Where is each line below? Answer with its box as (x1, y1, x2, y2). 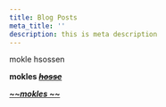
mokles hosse (9, 71, 62, 82)
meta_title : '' (9, 21, 66, 30)
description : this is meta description (9, 29, 158, 38)
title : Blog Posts (9, 12, 78, 22)
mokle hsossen (9, 54, 65, 65)
